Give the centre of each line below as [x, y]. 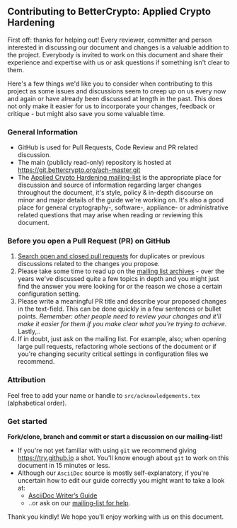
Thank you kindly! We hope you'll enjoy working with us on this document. [116, 517]
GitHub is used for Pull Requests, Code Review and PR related [108, 147]
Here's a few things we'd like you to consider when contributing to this [110, 84]
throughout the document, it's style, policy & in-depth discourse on [115, 193]
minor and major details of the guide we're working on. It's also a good [121, 200]
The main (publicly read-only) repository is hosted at [94, 163]
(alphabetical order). [37, 403]
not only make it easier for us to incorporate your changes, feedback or [111, 106]
